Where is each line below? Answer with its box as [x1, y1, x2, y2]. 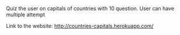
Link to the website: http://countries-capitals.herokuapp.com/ [6, 23, 154, 29]
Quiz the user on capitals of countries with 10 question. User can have [6, 5, 175, 12]
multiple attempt [6, 11, 45, 18]
